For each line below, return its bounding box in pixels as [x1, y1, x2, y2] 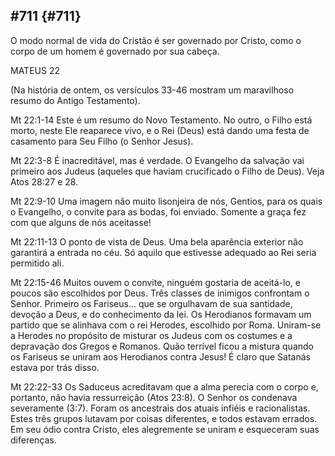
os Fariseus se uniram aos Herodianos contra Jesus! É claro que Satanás [10, 350, 311, 363]
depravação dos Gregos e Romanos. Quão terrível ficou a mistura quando [10, 340, 314, 352]
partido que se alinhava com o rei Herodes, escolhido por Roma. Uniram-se [10, 319, 322, 331]
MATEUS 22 [10, 64, 60, 76]
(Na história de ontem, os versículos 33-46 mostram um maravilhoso [10, 84, 295, 96]
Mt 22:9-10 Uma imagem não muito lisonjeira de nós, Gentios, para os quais [10, 195, 323, 207]
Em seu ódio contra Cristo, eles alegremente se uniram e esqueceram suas [10, 423, 320, 435]
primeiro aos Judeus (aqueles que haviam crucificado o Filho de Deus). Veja [10, 165, 325, 177]
